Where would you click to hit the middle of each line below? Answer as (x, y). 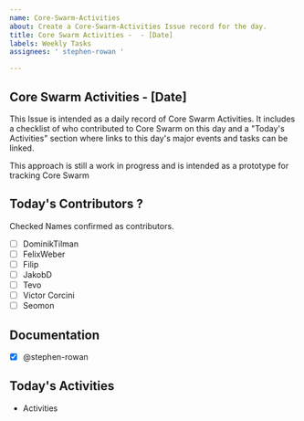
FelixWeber (44, 254)
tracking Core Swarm (49, 175)
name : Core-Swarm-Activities (65, 18)
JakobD (37, 274)
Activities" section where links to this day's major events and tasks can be (149, 138)
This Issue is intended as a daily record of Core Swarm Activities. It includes (152, 119)
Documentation (55, 335)
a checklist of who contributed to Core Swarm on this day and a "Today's (147, 128)
